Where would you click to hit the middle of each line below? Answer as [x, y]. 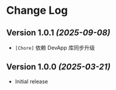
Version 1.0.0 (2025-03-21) [58, 67]
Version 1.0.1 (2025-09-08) [58, 33]
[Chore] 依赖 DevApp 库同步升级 [55, 48]
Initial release [31, 81]
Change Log [37, 10]
